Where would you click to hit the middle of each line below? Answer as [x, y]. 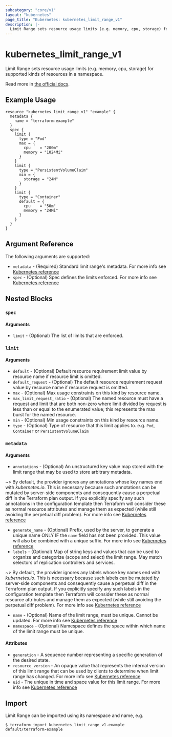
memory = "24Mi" [41, 210]
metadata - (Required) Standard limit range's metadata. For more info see [89, 266]
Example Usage [31, 100]
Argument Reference [39, 244]
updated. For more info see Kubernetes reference [65, 621]
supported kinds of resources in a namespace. [55, 74]
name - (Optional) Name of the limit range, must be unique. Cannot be [85, 615]
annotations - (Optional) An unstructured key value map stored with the [88, 467]
